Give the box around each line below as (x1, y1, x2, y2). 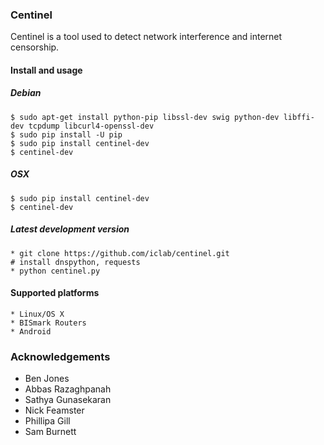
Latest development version (10, 223, 130, 235)
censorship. (10, 41, 60, 53)
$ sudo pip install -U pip (10, 129, 123, 140)
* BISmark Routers (10, 318, 87, 328)
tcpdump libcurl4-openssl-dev (28, 121, 155, 131)
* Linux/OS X (10, 309, 65, 319)
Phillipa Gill (24, 415, 71, 427)
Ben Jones (24, 373, 70, 385)
